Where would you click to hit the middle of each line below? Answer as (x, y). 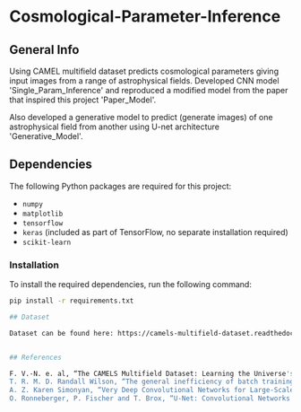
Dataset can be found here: (62, 333)
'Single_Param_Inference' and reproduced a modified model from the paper (149, 90)
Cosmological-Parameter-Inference (145, 17)
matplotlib (43, 214)
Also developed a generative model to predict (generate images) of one (141, 117)
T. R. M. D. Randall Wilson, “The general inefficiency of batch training (152, 382)
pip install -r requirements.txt (72, 301)
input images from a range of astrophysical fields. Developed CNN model (144, 81)
